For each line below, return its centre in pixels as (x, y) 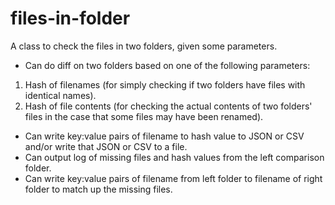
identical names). (60, 95)
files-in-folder (70, 18)
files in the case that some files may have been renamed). (144, 116)
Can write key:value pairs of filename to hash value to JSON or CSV (164, 136)
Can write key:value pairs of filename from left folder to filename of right (173, 178)
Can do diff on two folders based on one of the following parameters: (167, 65)
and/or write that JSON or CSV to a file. (106, 146)
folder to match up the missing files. (98, 189)
